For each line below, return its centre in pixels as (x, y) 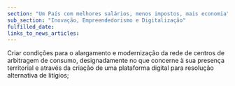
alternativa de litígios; (38, 76)
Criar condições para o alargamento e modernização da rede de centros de (116, 53)
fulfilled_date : (31, 27)
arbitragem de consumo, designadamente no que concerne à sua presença (116, 61)
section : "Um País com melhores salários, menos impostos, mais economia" (119, 14)
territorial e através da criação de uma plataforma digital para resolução (111, 68)
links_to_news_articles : (43, 33)
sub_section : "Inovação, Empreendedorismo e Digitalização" (97, 20)
